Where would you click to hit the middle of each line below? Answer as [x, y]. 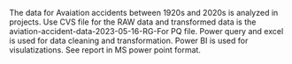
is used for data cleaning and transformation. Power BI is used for [129, 40]
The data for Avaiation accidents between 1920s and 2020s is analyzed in [144, 13]
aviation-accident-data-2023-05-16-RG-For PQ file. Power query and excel [146, 31]
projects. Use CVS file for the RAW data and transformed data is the [133, 22]
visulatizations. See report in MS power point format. [105, 50]
